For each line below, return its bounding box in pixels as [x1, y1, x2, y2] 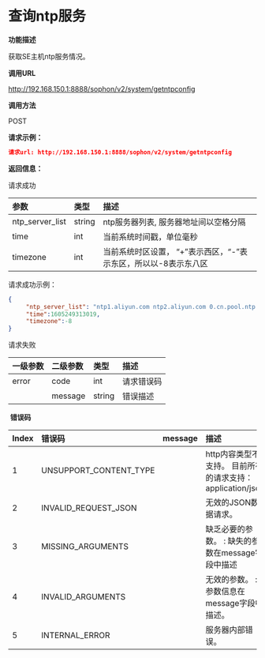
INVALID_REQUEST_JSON [41, 502, 137, 513]
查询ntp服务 [8, 7, 87, 25]
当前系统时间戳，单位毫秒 [103, 231, 199, 242]
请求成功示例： [8, 280, 57, 289]
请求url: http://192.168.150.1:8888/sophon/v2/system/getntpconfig [8, 148, 233, 156]
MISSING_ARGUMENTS [41, 541, 129, 552]
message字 [205, 598, 248, 609]
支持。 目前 [205, 461, 248, 472]
